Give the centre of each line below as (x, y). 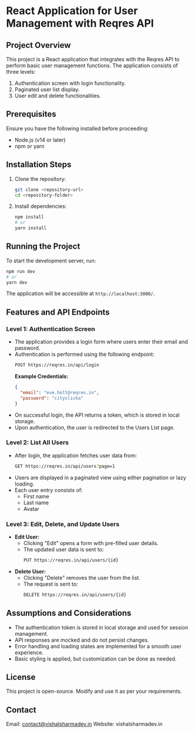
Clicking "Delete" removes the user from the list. (82, 577)
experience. (29, 652)
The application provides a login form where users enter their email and (101, 342)
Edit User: (27, 537)
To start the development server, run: (51, 260)
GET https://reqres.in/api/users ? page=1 (65, 466)
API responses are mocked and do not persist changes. (82, 640)
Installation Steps (39, 165)
